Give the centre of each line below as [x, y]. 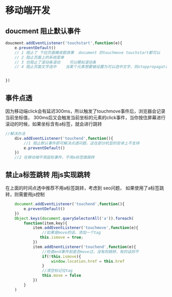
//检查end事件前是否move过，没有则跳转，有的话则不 [90, 251]
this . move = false [61, 275]
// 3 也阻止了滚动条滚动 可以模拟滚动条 [55, 62]
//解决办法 [15, 134]
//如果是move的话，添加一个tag [71, 233]
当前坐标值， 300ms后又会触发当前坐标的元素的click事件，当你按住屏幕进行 [85, 117]
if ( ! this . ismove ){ [61, 257]
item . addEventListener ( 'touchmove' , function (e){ [85, 228]
